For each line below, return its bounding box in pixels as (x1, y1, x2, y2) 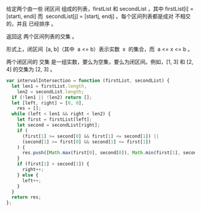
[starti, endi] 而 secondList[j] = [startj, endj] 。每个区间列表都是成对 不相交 (6, 13, 191, 20)
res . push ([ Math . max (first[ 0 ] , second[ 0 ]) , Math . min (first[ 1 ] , (22, 150, 181, 156)
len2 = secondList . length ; (17, 88, 84, 94)
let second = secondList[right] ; (17, 122, 100, 128)
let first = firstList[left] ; (17, 117, 93, 123)
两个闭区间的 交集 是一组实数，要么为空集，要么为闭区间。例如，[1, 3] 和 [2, (6, 59, 193, 65)
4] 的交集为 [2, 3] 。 (6, 66, 56, 73)
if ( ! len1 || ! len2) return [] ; (11, 94, 93, 100)
